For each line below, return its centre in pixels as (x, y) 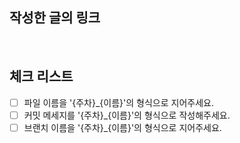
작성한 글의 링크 (55, 18)
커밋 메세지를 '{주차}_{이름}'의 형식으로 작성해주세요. (127, 115)
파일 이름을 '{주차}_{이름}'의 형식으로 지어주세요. (118, 102)
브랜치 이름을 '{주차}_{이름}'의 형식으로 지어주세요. (122, 127)
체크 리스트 (41, 76)
